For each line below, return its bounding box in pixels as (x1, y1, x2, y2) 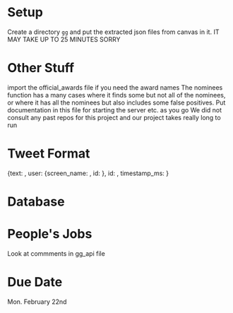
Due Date (7, 274, 63, 290)
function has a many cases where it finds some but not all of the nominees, (7, 90, 226, 99)
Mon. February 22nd (7, 297, 67, 306)
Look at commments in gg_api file (7, 249, 106, 258)
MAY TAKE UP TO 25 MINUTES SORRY (7, 35, 121, 43)
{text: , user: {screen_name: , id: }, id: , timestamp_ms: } (7, 169, 169, 177)
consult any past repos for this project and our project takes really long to (7, 113, 221, 122)
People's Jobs (7, 226, 92, 242)
